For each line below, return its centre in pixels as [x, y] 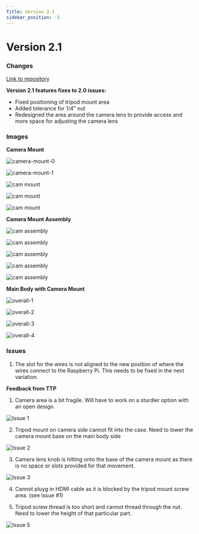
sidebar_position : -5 [33, 17]
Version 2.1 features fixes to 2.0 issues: [56, 90]
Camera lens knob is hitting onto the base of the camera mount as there [104, 459]
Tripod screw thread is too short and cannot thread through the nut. [98, 506]
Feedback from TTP [31, 388]
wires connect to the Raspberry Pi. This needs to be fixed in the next [99, 370]
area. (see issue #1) [39, 495]
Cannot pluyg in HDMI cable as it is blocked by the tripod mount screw [102, 488]
